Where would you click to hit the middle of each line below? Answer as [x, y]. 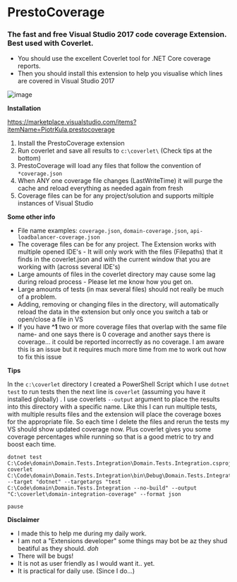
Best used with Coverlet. [50, 43]
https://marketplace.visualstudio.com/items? [72, 122]
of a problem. [37, 297]
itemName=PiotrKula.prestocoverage [61, 130]
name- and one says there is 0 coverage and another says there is [114, 334]
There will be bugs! [45, 556]
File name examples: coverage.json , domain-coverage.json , [103, 231]
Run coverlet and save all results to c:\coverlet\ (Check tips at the [115, 151]
